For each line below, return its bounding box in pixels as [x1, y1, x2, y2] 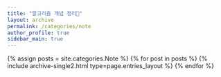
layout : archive [7, 16, 54, 23]
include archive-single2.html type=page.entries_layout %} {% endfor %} [7, 62, 215, 70]
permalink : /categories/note [7, 23, 91, 30]
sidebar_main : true [7, 36, 64, 43]
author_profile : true [7, 29, 70, 36]
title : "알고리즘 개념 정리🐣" [7, 10, 83, 17]
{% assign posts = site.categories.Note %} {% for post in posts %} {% [7, 54, 208, 63]
